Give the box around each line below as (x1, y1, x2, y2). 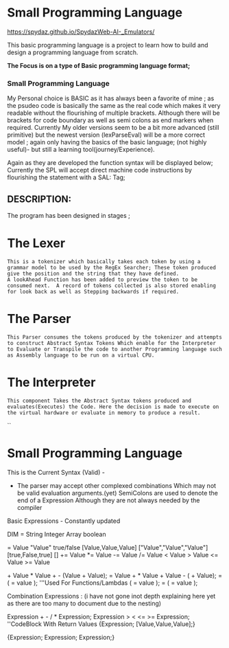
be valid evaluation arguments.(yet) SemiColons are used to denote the (16, 489, 218, 497)
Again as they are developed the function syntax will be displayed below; (7, 159, 213, 167)
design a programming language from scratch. (7, 48, 138, 56)
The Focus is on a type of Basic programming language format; (7, 61, 191, 69)
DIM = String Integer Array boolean (7, 530, 106, 538)
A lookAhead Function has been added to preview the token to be (7, 276, 197, 283)
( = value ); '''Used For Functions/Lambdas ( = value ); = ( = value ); (7, 579, 198, 587)
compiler (16, 503, 43, 511)
